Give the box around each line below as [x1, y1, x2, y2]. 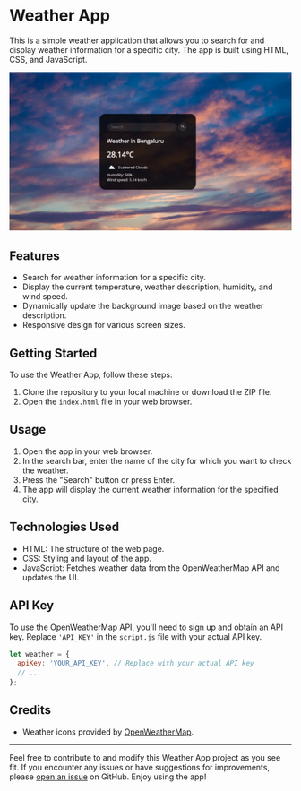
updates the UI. [21, 572, 80, 582]
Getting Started [9, 346, 98, 361]
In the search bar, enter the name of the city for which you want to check [21, 455, 292, 466]
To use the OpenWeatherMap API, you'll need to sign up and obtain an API [9, 622, 284, 632]
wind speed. [21, 291, 69, 302]
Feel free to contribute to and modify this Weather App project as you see [9, 752, 281, 762]
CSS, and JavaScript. [9, 54, 88, 64]
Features [9, 248, 60, 263]
